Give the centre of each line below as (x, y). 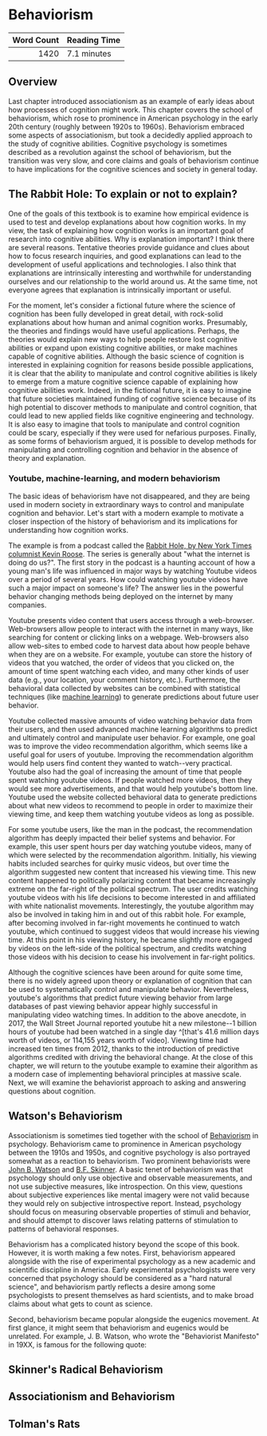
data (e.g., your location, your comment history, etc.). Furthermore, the (124, 680)
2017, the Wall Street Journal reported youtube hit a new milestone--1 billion (133, 1023)
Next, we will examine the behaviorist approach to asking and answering (127, 1082)
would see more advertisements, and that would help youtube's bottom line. (133, 788)
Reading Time (94, 40)
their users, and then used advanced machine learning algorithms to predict (133, 729)
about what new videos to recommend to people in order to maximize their (131, 805)
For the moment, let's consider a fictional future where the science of (122, 305)
